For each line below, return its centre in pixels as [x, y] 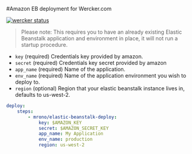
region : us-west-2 [61, 145]
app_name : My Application [71, 134]
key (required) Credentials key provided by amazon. [79, 56]
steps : [25, 111]
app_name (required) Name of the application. [70, 69]
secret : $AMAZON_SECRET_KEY [74, 128]
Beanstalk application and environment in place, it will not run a [99, 38]
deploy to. [27, 82]
